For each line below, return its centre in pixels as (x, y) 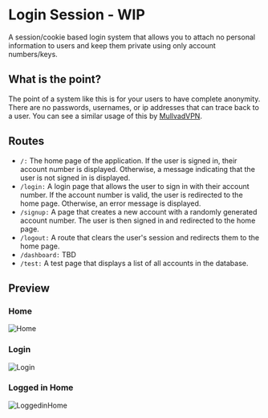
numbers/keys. (33, 54)
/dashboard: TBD (48, 254)
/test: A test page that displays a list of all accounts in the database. (134, 263)
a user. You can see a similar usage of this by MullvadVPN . (106, 116)
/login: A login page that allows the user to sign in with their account (135, 186)
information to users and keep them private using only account (112, 45)
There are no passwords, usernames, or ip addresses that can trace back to (134, 107)
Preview (29, 288)
